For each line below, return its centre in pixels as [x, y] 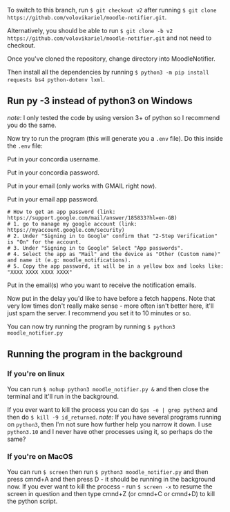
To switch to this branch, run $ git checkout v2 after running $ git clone [112, 10]
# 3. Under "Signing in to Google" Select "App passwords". [96, 248]
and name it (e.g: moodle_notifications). [69, 260]
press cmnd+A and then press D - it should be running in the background [111, 479]
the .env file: [25, 146]
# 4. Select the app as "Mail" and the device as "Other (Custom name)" [114, 254]
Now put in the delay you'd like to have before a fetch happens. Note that [111, 298]
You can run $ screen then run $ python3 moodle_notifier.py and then [108, 471]
